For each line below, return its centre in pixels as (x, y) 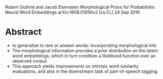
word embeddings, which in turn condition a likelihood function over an (84, 56)
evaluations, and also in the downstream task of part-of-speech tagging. (85, 71)
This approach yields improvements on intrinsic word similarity (75, 66)
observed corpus (30, 61)
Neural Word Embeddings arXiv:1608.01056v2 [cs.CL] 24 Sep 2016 (73, 12)
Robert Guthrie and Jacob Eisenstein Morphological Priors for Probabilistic (80, 7)
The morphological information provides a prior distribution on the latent (85, 50)
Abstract (23, 32)
